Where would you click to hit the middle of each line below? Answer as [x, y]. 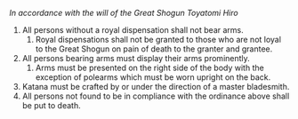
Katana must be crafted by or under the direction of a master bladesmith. [156, 87]
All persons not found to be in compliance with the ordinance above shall [156, 96]
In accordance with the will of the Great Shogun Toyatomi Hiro [124, 13]
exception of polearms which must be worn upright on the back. [153, 77]
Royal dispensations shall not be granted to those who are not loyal [158, 40]
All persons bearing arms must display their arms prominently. [136, 58]
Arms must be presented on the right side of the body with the [149, 67]
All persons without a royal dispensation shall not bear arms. [133, 30]
